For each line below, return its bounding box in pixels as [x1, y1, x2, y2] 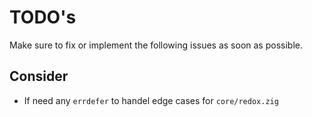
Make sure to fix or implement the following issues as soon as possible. [9, 39, 303, 51]
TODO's [9, 6, 77, 29]
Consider [9, 68, 69, 85]
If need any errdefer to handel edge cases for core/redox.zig [23, 94, 279, 106]
